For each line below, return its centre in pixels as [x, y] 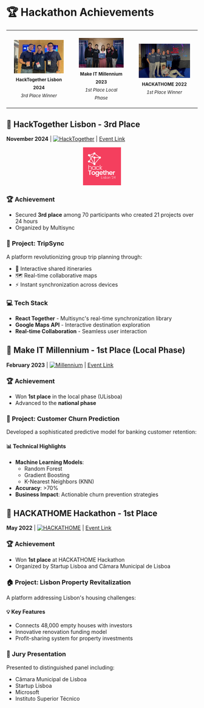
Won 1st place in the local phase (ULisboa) [69, 397]
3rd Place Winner [39, 95]
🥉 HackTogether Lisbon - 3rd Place [73, 124]
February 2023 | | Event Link [60, 365]
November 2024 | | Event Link [66, 139]
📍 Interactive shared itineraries [53, 268]
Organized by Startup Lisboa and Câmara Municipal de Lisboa [93, 566]
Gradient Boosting [47, 475]
